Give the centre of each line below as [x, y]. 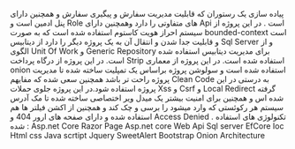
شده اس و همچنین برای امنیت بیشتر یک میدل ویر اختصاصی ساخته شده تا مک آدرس [147, 98]
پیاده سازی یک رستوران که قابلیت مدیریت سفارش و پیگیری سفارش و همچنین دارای [147, 14]
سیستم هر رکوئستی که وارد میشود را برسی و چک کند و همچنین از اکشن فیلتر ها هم [147, 107]
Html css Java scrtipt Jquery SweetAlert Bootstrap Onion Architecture [138, 135]
